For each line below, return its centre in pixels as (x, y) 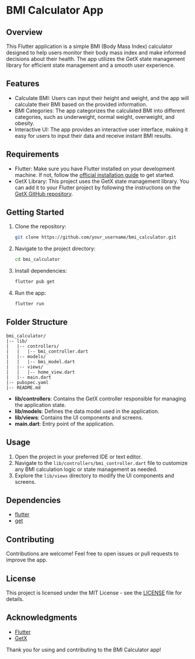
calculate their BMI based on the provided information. (81, 104)
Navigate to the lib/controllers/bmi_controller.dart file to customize (101, 463)
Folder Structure (37, 322)
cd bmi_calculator (37, 260)
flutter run (29, 304)
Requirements (32, 154)
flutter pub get (35, 282)
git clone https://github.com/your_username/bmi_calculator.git (95, 237)
